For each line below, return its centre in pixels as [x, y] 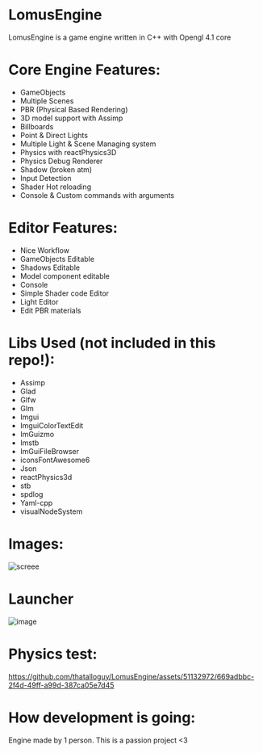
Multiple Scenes [47, 101]
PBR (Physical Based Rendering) [74, 109]
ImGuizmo [37, 434]
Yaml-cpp [36, 503]
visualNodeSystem [51, 511]
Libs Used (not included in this [112, 343]
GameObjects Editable [57, 259]
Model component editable [65, 276]
